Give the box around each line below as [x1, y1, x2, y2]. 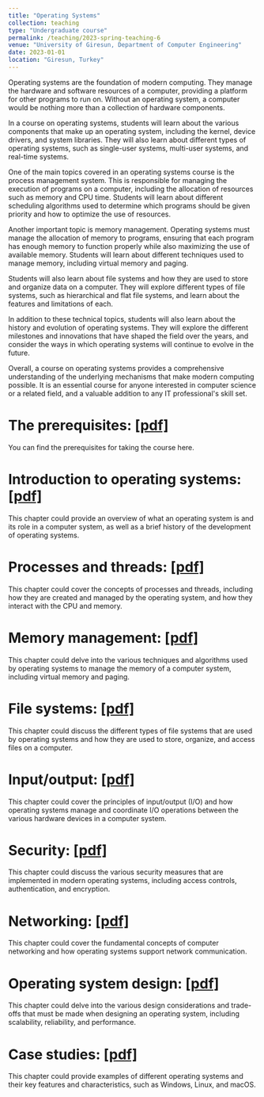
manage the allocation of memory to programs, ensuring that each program [8, 233, 255, 243]
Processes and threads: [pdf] [8, 558, 205, 575]
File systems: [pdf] [8, 699, 135, 717]
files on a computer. [8, 743, 74, 752]
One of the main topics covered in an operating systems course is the [8, 167, 235, 177]
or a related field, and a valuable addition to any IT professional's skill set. [8, 388, 247, 398]
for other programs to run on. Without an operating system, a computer [8, 94, 240, 104]
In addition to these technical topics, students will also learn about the [8, 314, 236, 323]
